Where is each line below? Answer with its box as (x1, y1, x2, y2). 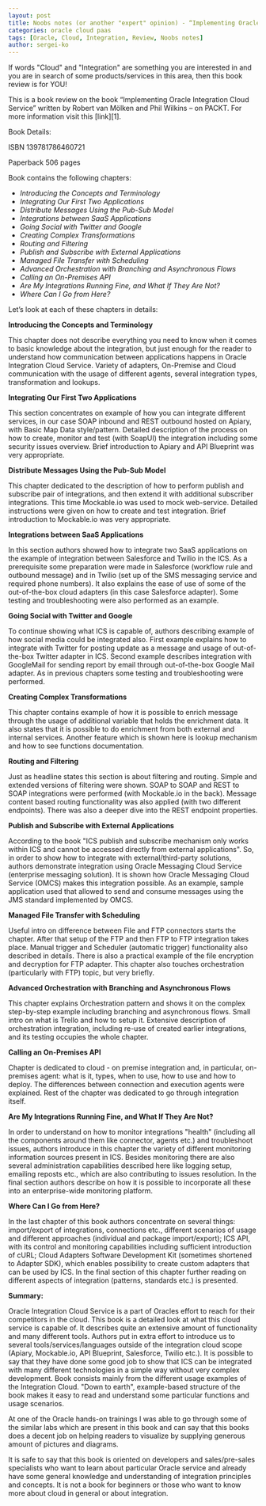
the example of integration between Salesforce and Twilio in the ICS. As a (8, 553, 248, 563)
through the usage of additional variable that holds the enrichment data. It (8, 716, 249, 725)
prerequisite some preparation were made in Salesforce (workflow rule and (8, 562, 253, 572)
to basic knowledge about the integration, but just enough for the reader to (8, 344, 252, 353)
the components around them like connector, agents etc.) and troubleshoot (8, 1135, 253, 1145)
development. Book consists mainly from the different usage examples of (8, 1374, 247, 1383)
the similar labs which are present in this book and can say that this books (8, 1423, 249, 1432)
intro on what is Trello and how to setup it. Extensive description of (8, 1015, 226, 1025)
